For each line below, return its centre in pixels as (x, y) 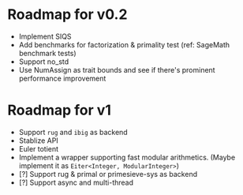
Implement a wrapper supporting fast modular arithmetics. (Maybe (127, 157)
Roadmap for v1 (60, 110)
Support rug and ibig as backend (73, 132)
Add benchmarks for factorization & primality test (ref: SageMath (124, 44)
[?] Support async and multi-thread (76, 182)
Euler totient (39, 148)
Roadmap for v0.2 (67, 15)
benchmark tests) (47, 53)
